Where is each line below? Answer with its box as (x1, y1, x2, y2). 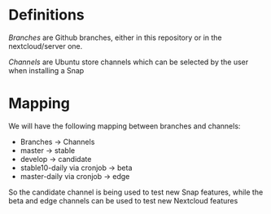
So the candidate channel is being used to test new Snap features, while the (8, 187, 264, 197)
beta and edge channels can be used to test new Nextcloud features (8, 195, 238, 205)
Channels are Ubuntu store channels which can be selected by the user (8, 57, 249, 67)
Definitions (8, 6, 85, 24)
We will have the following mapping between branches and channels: (8, 120, 241, 131)
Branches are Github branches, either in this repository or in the (8, 33, 222, 42)
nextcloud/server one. (8, 41, 83, 50)
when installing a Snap (8, 65, 85, 75)
